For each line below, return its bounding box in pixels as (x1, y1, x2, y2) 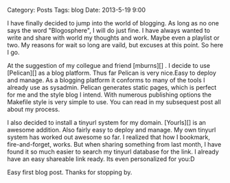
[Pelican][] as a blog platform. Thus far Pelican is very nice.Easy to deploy (7, 69, 216, 77)
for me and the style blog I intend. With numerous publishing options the (7, 90, 211, 99)
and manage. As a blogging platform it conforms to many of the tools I (7, 76, 205, 84)
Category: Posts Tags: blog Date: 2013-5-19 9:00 (7, 6, 146, 14)
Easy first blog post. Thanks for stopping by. (7, 168, 133, 176)
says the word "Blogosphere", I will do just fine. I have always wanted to (7, 27, 211, 34)
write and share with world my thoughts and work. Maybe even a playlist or (7, 34, 220, 42)
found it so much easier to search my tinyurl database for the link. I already (7, 147, 220, 156)
